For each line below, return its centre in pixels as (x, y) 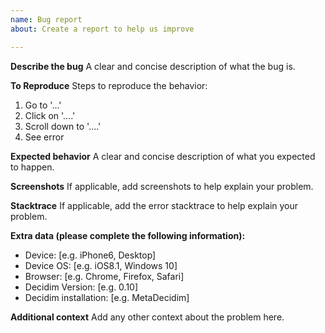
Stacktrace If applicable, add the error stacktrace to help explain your (154, 205)
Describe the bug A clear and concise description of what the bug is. (153, 66)
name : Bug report (46, 19)
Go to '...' (43, 105)
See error (44, 137)
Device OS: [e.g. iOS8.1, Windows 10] (101, 265)
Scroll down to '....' (63, 126)
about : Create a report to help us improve (102, 29)
